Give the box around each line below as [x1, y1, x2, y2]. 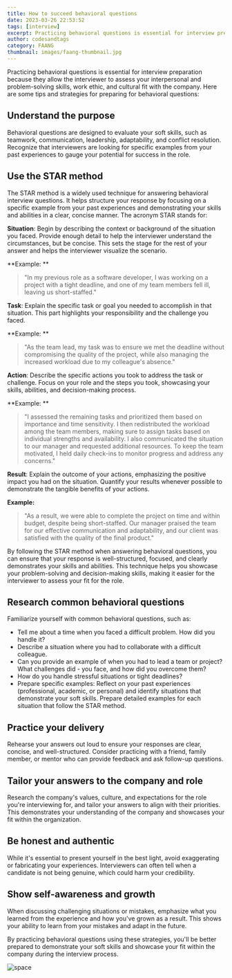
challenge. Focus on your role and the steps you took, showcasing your [7, 378, 211, 386]
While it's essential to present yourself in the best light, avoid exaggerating [7, 853, 220, 862]
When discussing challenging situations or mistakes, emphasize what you [7, 907, 217, 915]
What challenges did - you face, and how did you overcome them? [17, 665, 206, 673]
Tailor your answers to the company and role [7, 775, 204, 786]
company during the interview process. [7, 950, 119, 958]
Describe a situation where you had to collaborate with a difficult [17, 643, 202, 651]
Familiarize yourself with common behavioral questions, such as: [7, 615, 191, 623]
